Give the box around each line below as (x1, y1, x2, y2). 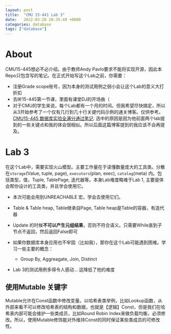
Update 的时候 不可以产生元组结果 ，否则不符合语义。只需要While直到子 (12, 222, 162, 228)
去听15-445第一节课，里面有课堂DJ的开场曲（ (12, 96, 110, 102)
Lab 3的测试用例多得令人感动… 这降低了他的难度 (12, 266, 115, 273)
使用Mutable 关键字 (5, 283, 68, 292)
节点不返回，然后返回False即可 (12, 229, 78, 234)
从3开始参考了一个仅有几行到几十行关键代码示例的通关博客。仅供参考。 (12, 109, 163, 115)
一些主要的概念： (17, 246, 54, 252)
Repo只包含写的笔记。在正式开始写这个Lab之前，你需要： (5, 73, 127, 79)
